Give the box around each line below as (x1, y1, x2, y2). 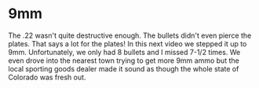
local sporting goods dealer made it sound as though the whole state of (8, 64, 239, 73)
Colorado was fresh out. (8, 72, 86, 82)
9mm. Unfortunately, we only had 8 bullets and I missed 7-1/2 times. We (8, 47, 241, 57)
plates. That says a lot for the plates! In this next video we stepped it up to (8, 38, 247, 48)
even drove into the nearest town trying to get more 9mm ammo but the (8, 56, 239, 65)
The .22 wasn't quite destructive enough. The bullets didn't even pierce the (8, 31, 252, 40)
